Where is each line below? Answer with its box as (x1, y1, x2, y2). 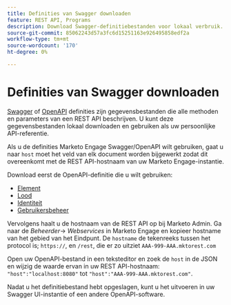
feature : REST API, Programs (7, 17, 91, 23)
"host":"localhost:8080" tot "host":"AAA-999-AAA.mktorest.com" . (7, 269, 193, 277)
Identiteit (17, 198, 43, 207)
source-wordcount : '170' (7, 42, 79, 49)
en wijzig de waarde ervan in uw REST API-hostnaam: (7, 262, 160, 270)
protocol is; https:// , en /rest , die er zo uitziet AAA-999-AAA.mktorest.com (7, 241, 217, 249)
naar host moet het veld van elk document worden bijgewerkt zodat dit (7, 150, 208, 158)
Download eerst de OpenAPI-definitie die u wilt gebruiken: (7, 170, 173, 179)
